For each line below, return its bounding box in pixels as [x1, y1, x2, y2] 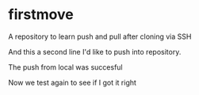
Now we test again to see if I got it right [8, 78, 137, 87]
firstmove [8, 6, 74, 24]
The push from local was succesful [8, 62, 123, 72]
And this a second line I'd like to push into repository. [8, 47, 182, 56]
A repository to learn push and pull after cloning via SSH [8, 32, 192, 41]
